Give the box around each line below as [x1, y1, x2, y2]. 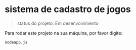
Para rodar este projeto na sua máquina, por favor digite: [5, 30, 122, 36]
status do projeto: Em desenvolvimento [17, 20, 99, 26]
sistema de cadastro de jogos [5, 4, 131, 15]
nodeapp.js [5, 39, 28, 45]
